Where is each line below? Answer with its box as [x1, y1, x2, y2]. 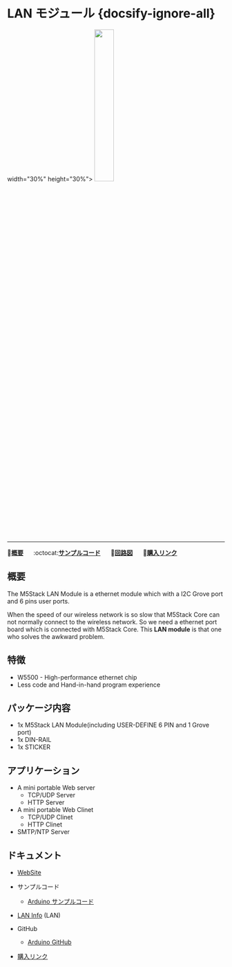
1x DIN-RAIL [17, 736, 52, 744]
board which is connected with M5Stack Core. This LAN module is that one [7, 625, 222, 633]
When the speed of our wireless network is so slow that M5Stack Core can [7, 610, 220, 619]
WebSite [17, 869, 41, 876]
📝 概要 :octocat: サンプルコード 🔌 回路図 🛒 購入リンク [7, 548, 177, 557]
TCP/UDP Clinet [27, 813, 73, 822]
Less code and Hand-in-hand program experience [17, 680, 161, 689]
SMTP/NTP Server [17, 828, 70, 836]
